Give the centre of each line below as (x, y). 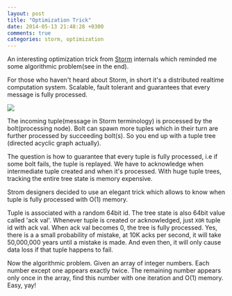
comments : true (29, 33)
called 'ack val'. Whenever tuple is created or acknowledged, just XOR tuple (114, 220)
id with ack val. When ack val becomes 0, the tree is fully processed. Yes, (112, 228)
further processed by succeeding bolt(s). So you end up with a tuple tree (111, 136)
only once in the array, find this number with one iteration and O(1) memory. (115, 278)
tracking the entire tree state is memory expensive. (80, 179)
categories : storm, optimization (56, 40)
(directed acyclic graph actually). (55, 143)
